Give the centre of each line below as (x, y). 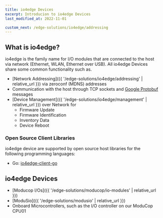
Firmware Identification (43, 115)
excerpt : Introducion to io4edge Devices (48, 14)
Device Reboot (34, 125)
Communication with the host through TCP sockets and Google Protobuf (85, 89)
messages (23, 94)
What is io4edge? (33, 47)
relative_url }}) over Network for (44, 105)
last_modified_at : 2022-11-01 (36, 19)
